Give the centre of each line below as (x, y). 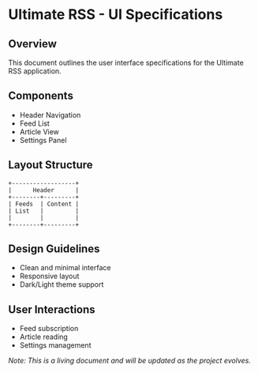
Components (41, 96)
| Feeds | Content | (44, 204)
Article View (39, 131)
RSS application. (35, 71)
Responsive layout (49, 276)
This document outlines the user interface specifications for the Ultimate (126, 62)
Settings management (55, 345)
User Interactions (52, 309)
